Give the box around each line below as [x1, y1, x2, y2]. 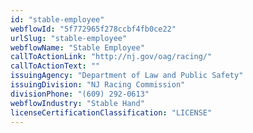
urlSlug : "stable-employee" [10, 33, 128, 43]
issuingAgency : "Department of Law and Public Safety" [10, 71, 244, 81]
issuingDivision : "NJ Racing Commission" [10, 80, 186, 90]
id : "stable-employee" [10, 14, 105, 25]
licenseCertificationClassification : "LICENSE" [10, 107, 213, 118]
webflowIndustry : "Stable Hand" [10, 98, 145, 108]
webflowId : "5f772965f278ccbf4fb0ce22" [10, 24, 177, 34]
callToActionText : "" [10, 61, 101, 71]
